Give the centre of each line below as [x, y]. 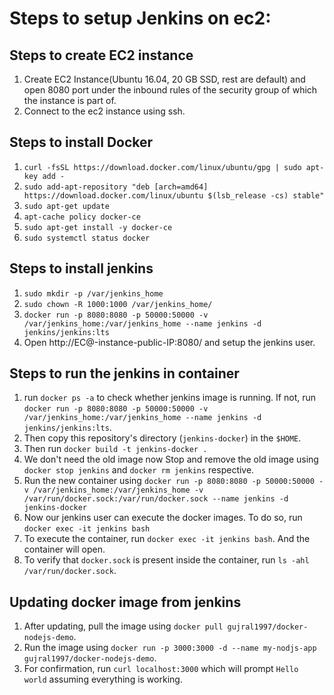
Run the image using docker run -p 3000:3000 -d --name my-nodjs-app [170, 648]
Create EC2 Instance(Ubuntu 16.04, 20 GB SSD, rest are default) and [164, 79]
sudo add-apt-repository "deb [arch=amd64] [116, 187]
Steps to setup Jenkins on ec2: [140, 18]
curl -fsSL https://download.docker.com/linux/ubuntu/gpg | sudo [162, 167]
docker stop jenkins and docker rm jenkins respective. [139, 470]
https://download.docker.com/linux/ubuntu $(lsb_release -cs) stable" [174, 195]
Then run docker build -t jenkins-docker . [115, 449]
